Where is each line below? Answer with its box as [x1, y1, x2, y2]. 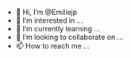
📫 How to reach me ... [15, 42, 90, 50]
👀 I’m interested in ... [15, 16, 83, 25]
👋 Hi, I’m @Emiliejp [15, 8, 78, 16]
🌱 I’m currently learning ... [15, 24, 101, 33]
